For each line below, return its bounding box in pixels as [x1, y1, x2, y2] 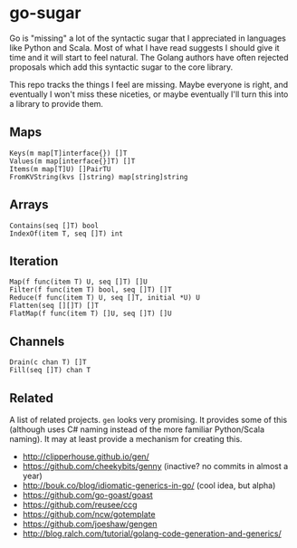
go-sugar [9, 3, 81, 24]
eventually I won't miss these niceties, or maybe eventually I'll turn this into [9, 89, 289, 100]
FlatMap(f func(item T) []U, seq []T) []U [9, 309, 172, 319]
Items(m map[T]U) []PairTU [9, 164, 111, 174]
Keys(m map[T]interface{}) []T [9, 149, 128, 158]
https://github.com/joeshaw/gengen [22, 519, 158, 529]
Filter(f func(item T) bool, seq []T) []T [9, 285, 172, 294]
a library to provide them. [9, 98, 104, 109]
